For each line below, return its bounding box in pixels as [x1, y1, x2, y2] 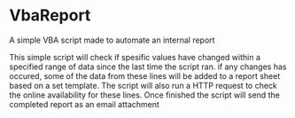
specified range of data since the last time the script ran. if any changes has [9, 61, 287, 72]
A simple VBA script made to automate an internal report [9, 35, 215, 45]
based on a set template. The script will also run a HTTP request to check [9, 80, 277, 90]
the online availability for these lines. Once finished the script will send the [9, 90, 281, 100]
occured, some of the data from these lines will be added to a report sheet [9, 70, 281, 81]
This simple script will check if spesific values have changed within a [9, 51, 261, 62]
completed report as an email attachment [9, 98, 159, 109]
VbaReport [9, 5, 91, 26]
